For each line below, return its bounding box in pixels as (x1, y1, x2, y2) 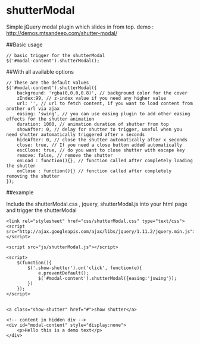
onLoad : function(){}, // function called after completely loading (17, 157, 193, 163)
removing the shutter (6, 173, 60, 179)
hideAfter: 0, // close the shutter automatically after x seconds (17, 137, 187, 143)
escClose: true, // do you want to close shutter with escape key (17, 147, 185, 153)
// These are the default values (6, 80, 89, 86)
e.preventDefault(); (37, 270, 89, 276)
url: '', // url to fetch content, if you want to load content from (17, 100, 193, 106)
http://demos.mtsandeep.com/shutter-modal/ (6, 29, 118, 36)
